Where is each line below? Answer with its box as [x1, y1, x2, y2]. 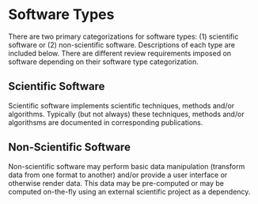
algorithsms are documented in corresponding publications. [8, 117, 203, 127]
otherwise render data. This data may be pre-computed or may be [8, 178, 224, 187]
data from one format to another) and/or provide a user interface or [8, 170, 228, 179]
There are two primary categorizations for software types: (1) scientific [8, 32, 239, 41]
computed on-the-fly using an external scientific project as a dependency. [8, 187, 251, 196]
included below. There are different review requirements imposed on [8, 48, 232, 58]
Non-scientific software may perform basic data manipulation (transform [8, 161, 245, 171]
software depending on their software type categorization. [8, 57, 199, 66]
